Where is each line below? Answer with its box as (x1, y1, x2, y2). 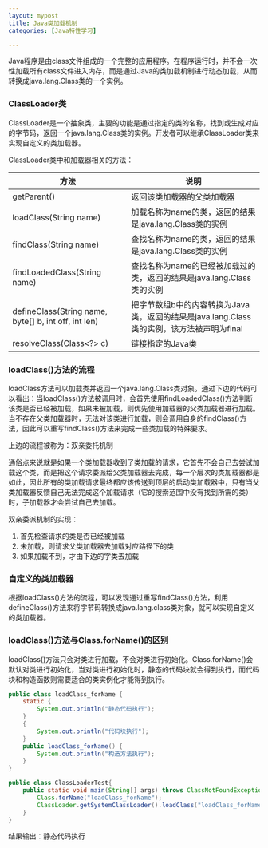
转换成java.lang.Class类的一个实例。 (8, 77, 128, 86)
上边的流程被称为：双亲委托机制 (8, 440, 113, 450)
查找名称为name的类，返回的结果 (131, 233, 256, 244)
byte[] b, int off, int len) (12, 315, 99, 327)
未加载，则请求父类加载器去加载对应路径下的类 (19, 541, 174, 551)
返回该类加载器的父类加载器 (131, 191, 235, 202)
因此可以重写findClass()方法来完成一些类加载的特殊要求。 (22, 423, 212, 433)
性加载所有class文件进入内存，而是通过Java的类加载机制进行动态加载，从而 (8, 66, 258, 76)
